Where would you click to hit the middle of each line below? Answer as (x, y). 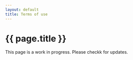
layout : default (22, 10)
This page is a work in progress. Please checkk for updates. (67, 52)
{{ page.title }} (36, 39)
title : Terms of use (27, 14)
